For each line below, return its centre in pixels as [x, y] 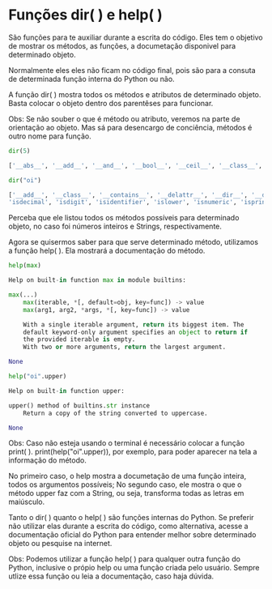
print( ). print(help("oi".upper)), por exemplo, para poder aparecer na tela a [133, 452]
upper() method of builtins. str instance [79, 405]
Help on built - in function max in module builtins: [97, 280]
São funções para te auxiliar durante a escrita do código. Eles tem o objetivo [136, 37]
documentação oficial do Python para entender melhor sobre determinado [132, 535]
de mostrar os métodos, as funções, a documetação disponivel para [122, 45]
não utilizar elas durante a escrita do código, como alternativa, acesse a [128, 526]
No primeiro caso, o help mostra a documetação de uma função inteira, [127, 476]
